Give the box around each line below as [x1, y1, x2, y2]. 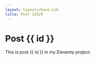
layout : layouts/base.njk [5, 7, 58, 12]
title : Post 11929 [5, 12, 43, 17]
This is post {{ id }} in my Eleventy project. [5, 49, 92, 55]
